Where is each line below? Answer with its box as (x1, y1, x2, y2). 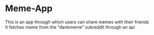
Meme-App (5, 3, 53, 14)
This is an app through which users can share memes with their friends (5, 19, 149, 25)
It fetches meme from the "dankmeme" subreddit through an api (5, 24, 135, 30)
